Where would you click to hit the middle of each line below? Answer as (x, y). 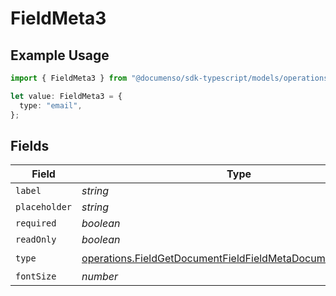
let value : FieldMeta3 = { (66, 96)
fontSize (36, 276)
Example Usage (60, 55)
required (36, 223)
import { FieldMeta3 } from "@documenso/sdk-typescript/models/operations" (171, 78)
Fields (30, 145)
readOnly (36, 240)
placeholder (44, 207)
